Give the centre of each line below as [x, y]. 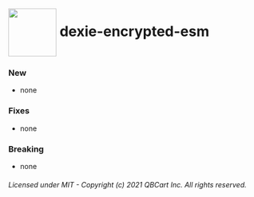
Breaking [26, 149]
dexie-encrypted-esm [135, 31]
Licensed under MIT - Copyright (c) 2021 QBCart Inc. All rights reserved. [128, 184]
